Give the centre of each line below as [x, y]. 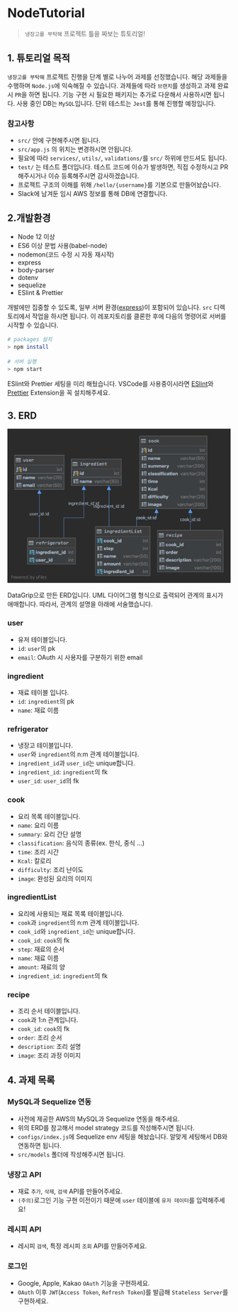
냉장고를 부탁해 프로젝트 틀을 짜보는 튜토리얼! [85, 33]
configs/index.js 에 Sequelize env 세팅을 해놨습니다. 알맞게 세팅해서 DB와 [123, 1136]
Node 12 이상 [36, 237]
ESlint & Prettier [40, 292]
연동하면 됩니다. [39, 1145]
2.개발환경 [29, 218]
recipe [19, 994]
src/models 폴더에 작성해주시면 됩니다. [71, 1154]
